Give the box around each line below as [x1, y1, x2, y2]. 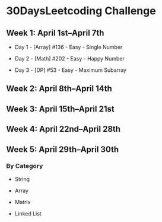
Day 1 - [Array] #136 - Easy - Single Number [14, 43, 123, 50]
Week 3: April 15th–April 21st [6, 104, 115, 114]
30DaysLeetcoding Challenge [6, 4, 156, 18]
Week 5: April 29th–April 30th [6, 144, 119, 154]
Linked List [14, 210, 42, 217]
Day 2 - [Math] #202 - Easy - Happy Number [14, 55, 125, 62]
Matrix [14, 198, 31, 205]
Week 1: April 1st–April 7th [6, 28, 104, 38]
